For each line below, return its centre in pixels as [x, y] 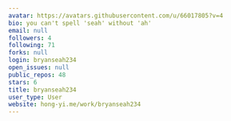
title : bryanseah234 [43, 90]
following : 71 [32, 45]
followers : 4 [30, 38]
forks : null [28, 53]
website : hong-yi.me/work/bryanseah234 [75, 104]
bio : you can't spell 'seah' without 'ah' [80, 23]
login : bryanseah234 [43, 60]
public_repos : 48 [37, 75]
